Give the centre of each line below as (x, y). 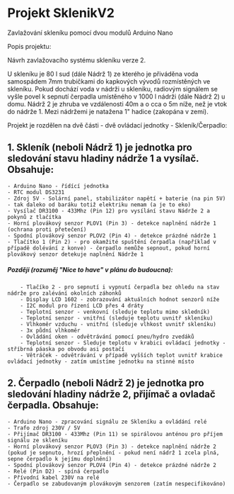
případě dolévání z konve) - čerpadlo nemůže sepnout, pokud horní (109, 248)
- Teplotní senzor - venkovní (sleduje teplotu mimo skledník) (115, 312)
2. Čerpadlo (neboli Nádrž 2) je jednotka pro (106, 383)
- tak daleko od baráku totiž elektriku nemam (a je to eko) (99, 204)
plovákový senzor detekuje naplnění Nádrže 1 (75, 254)
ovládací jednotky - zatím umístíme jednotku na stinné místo (101, 361)
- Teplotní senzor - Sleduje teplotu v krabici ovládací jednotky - (123, 343)
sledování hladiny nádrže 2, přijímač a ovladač (111, 394)
